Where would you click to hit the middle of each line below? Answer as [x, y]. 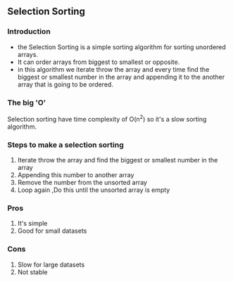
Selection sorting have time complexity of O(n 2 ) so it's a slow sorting [107, 118]
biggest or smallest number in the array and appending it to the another [121, 77]
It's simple [32, 224]
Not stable [32, 272]
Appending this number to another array [76, 174]
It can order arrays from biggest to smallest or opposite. [99, 62]
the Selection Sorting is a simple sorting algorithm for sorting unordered [122, 47]
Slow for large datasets [51, 264]
